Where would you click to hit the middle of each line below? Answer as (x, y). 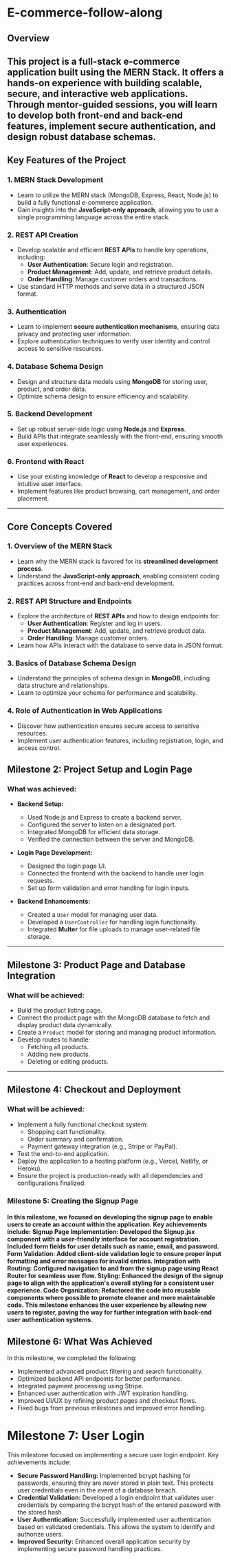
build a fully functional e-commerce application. (85, 202)
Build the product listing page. (60, 1011)
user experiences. (43, 443)
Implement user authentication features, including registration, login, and (120, 740)
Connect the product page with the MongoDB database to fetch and (113, 1017)
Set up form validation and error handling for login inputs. (109, 888)
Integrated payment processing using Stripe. (80, 1386)
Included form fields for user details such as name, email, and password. (113, 1246)
